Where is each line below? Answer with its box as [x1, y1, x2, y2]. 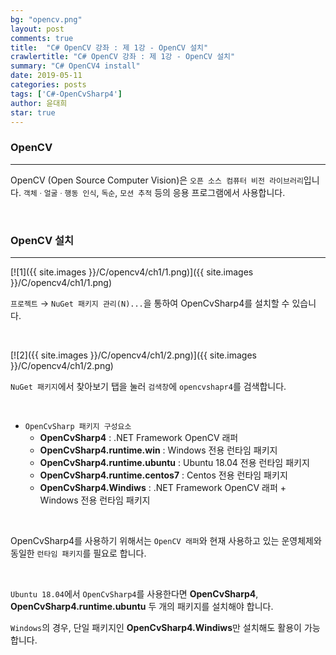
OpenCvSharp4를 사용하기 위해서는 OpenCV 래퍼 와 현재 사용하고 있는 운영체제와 [10, 534, 322, 546]
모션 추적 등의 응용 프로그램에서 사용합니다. [119, 186, 286, 198]
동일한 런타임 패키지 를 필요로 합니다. [10, 547, 147, 559]
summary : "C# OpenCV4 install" [10, 61, 141, 71]
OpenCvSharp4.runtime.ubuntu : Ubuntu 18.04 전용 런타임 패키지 [39, 456, 310, 468]
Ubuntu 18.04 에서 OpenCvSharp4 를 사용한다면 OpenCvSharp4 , [10, 587, 259, 600]
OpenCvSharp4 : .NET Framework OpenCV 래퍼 [39, 431, 239, 443]
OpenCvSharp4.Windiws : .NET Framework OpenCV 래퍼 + [39, 481, 287, 493]
